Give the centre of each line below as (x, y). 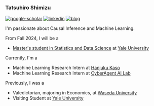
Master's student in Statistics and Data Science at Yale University (81, 48)
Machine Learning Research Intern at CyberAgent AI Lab (71, 73)
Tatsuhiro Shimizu (28, 8)
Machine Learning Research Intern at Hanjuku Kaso (66, 68)
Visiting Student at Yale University (48, 98)
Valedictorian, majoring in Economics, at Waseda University (75, 93)
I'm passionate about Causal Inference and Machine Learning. (70, 28)
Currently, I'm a (21, 58)
